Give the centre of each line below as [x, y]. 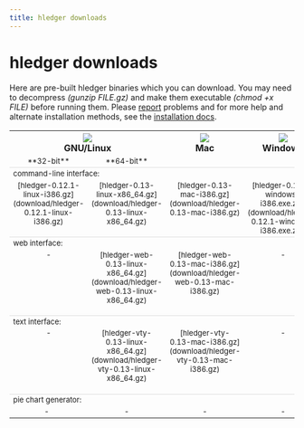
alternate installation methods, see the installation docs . [113, 116]
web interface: [38, 243]
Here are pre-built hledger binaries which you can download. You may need [151, 88]
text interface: [37, 321]
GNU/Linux [88, 147]
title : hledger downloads [58, 18]
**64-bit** [127, 161]
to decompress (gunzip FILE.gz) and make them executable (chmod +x [142, 97]
